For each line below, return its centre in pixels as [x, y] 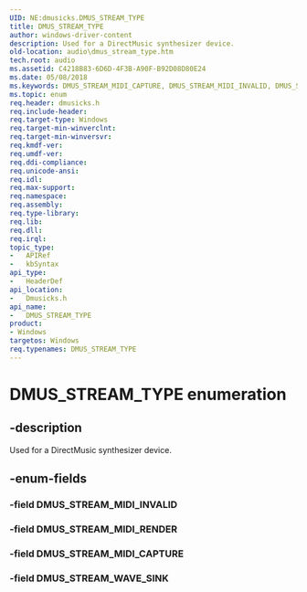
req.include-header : [49, 111]
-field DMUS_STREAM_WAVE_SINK [89, 578]
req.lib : [26, 222]
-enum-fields [48, 479]
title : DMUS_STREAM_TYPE [57, 26]
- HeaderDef [37, 281]
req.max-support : [42, 188]
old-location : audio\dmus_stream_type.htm [91, 52]
